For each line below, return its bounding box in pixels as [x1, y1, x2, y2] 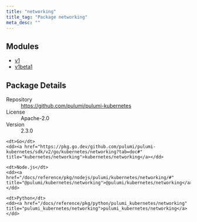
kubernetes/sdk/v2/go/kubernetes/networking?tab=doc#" [6, 149, 143, 155]
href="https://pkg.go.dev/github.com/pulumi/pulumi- [24, 144, 157, 150]
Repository [6, 96, 32, 103]
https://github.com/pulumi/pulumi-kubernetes [21, 102, 132, 109]
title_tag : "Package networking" [6, 14, 88, 20]
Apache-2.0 [21, 115, 50, 121]
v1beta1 [14, 63, 33, 71]
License [6, 108, 25, 115]
